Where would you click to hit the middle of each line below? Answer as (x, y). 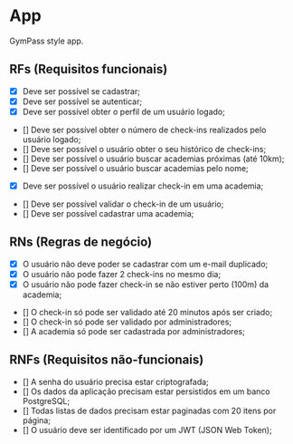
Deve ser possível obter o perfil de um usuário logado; (124, 111)
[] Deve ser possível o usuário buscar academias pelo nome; (135, 168)
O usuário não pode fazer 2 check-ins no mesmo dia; (122, 274)
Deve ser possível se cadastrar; (81, 91)
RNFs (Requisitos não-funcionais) (107, 360)
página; (37, 420)
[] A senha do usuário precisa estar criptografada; (116, 381)
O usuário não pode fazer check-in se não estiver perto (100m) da (146, 284)
